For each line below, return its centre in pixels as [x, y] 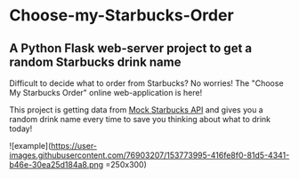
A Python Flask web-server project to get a [131, 48]
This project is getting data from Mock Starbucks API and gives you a [137, 110]
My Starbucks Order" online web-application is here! [106, 93]
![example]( [30, 146]
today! [21, 128]
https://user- [74, 146]
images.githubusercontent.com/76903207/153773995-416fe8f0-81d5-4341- [149, 155]
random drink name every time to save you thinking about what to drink [140, 119]
